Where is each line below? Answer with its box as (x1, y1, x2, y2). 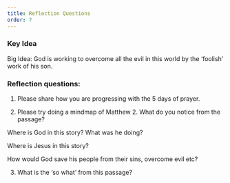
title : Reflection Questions (7, 10, 91, 17)
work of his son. (7, 62, 53, 70)
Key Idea (7, 39, 37, 49)
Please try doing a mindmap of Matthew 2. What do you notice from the (17, 108, 221, 117)
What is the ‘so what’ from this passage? (17, 169, 133, 177)
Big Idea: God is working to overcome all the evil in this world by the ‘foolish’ (7, 54, 224, 62)
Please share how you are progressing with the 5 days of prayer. (17, 95, 200, 103)
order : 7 (7, 16, 32, 23)
